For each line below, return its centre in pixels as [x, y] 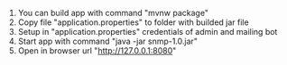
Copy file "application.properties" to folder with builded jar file [134, 22]
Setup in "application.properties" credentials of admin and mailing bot [148, 32]
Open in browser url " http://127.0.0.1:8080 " [97, 51]
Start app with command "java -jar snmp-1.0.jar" [108, 41]
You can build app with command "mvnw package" [113, 13]
